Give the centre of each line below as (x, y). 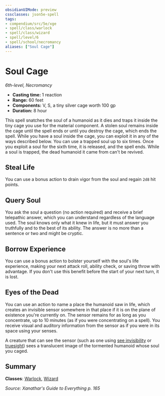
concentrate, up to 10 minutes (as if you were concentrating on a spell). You (83, 320)
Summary (21, 366)
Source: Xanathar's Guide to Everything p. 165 (53, 388)
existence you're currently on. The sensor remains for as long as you (76, 315)
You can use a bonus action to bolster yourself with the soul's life (72, 261)
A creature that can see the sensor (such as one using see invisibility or (78, 340)
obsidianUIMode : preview (31, 10)
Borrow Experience (36, 249)
